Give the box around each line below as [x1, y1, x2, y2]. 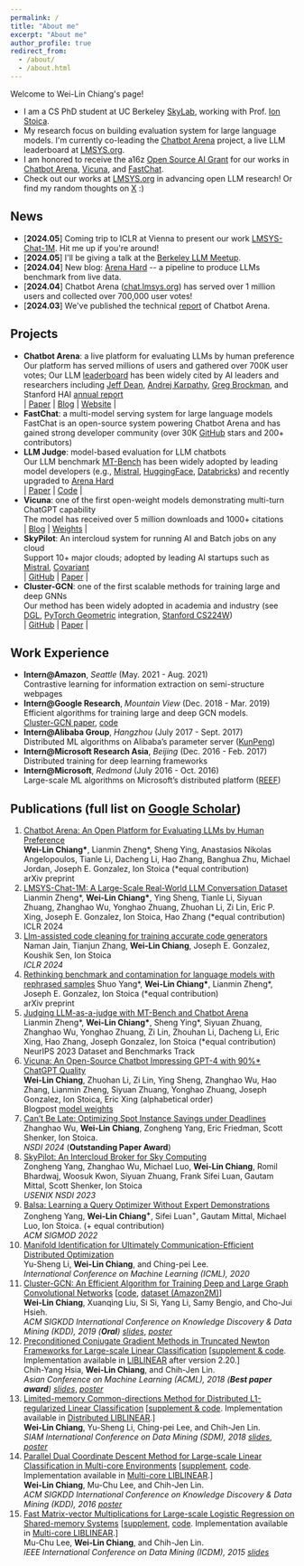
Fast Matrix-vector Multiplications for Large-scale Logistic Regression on [23, 1508, 295, 1519]
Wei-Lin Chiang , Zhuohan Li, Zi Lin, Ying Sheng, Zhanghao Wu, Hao [23, 1074, 278, 1085]
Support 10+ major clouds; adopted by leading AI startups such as [23, 552, 270, 563]
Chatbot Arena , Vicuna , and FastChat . [23, 164, 165, 174]
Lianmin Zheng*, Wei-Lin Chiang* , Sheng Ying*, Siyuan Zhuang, [23, 1017, 263, 1028]
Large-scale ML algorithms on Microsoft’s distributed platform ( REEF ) [23, 774, 281, 786]
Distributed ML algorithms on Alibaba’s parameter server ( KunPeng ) [23, 736, 276, 747]
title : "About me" [10, 22, 79, 31]
